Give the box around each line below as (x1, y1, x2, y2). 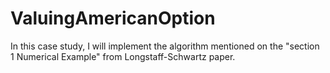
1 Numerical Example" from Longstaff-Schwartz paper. (10, 50, 236, 62)
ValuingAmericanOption (10, 7, 216, 30)
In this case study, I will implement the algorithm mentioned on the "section (10, 40, 320, 52)
